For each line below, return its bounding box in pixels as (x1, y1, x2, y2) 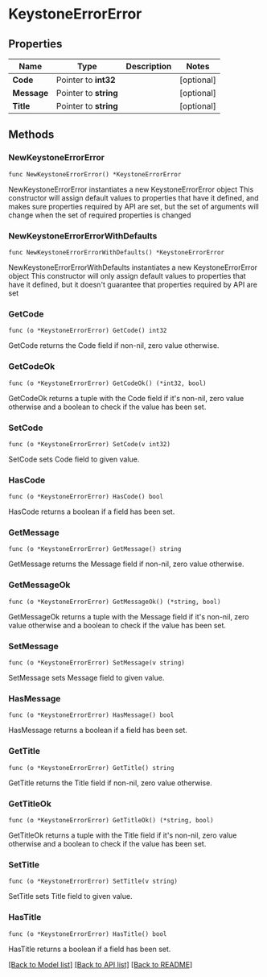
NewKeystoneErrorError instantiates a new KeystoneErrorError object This (8, 184, 254, 194)
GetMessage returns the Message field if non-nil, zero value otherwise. (8, 559, 244, 569)
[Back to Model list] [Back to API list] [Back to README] (8, 959, 193, 969)
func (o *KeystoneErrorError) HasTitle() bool (8, 929, 167, 938)
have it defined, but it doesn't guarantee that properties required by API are (8, 279, 257, 289)
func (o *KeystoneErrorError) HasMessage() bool (8, 711, 175, 719)
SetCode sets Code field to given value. (8, 454, 140, 464)
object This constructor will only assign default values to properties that (8, 271, 247, 280)
